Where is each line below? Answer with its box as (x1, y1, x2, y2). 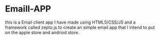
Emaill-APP (5, 3, 51, 14)
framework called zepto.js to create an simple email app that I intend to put (5, 24, 155, 30)
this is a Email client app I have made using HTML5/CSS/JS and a (5, 19, 136, 25)
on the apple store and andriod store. (5, 29, 79, 35)
